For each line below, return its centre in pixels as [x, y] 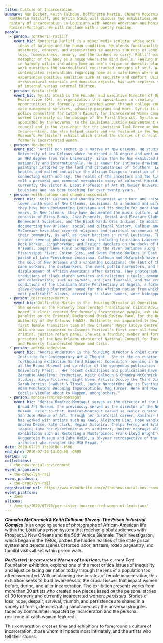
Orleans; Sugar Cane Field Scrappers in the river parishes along [86, 249]
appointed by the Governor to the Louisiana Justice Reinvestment [86, 122]
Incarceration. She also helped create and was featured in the [84, 132]
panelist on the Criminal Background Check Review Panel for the [85, 316]
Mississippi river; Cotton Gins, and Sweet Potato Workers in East [88, 253]
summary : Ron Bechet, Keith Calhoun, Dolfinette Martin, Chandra [72, 14]
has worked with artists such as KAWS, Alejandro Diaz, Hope [81, 420]
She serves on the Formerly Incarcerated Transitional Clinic [82, 307]
